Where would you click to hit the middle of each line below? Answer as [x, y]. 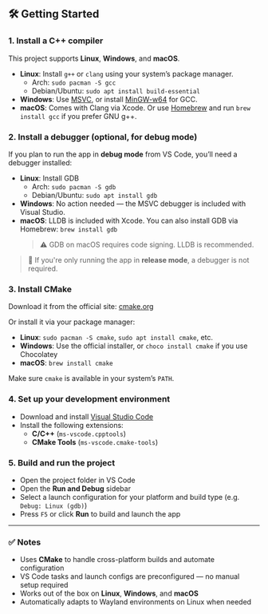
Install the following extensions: [71, 425]
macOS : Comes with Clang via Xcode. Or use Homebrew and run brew [135, 108]
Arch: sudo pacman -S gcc [74, 82]
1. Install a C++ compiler [56, 41]
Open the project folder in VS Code [77, 480]
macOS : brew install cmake [66, 363]
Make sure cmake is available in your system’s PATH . [91, 378]
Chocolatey [39, 355]
